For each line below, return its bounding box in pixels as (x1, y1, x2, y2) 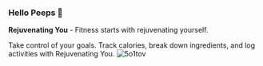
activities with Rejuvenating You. (8, 49, 115, 59)
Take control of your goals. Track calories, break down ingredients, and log (8, 41, 256, 50)
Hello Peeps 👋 (8, 7, 63, 18)
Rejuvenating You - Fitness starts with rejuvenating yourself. (8, 25, 209, 35)
